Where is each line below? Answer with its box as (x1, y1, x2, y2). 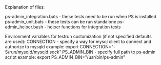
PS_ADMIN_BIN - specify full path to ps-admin (62, 49, 156, 55)
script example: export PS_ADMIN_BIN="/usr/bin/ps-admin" (5, 54, 125, 60)
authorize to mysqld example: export (5, 44, 79, 49)
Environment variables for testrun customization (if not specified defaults (5, 34, 152, 39)
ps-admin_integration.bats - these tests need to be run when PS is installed (5, 14, 157, 19)
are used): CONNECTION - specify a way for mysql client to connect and (5, 39, 152, 44)
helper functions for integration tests (47, 24, 121, 30)
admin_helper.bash (5, 24, 43, 30)
